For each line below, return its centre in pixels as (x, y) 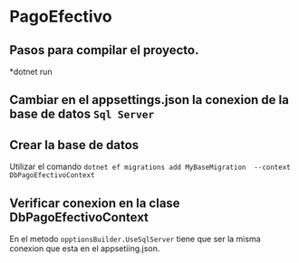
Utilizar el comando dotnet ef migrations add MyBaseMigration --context (150, 167)
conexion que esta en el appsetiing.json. (85, 249)
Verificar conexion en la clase (95, 203)
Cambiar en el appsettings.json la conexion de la (149, 100)
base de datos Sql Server (82, 114)
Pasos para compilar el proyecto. (104, 50)
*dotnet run (31, 71)
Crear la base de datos (74, 145)
